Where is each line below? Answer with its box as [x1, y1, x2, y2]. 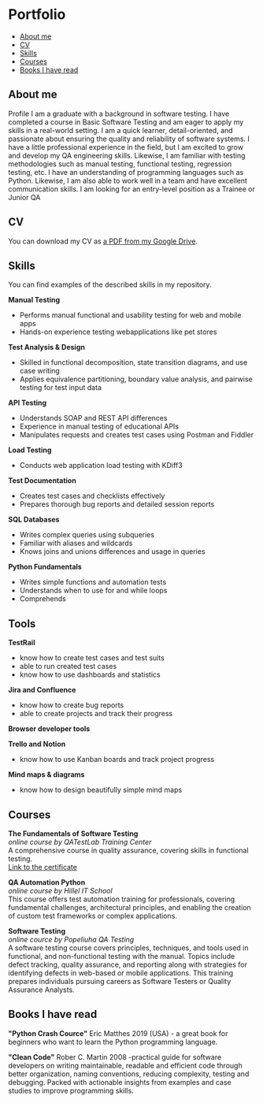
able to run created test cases [19, 662, 117, 671]
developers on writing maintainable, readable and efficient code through [8, 1060, 243, 1070]
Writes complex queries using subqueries [19, 530, 155, 540]
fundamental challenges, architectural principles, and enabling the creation [8, 903, 252, 912]
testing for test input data [19, 383, 102, 392]
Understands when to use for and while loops [19, 585, 168, 596]
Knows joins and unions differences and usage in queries [19, 547, 206, 556]
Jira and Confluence [8, 685, 76, 695]
